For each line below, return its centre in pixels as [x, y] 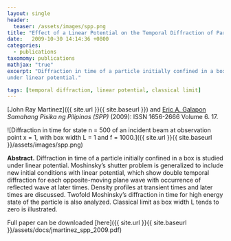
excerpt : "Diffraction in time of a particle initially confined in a [110, 71]
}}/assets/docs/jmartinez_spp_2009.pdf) [65, 230]
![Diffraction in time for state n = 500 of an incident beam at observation [109, 130]
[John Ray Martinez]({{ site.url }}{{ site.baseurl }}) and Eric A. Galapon [107, 109]
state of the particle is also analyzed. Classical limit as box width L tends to [113, 202]
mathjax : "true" [30, 65]
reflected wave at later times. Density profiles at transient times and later [110, 187]
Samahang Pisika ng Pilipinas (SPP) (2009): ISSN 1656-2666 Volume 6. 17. [113, 117]
